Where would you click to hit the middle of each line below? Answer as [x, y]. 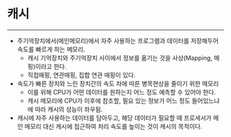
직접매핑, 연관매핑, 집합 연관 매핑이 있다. [81, 75]
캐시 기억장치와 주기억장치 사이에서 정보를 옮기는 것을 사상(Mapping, [120, 58]
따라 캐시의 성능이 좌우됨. [69, 109]
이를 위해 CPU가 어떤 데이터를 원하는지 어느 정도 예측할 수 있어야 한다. [122, 92]
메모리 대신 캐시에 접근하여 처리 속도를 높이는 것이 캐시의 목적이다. [113, 126]
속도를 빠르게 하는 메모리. [51, 49]
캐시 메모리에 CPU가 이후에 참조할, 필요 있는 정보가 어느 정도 [109, 101]
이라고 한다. [51, 66]
